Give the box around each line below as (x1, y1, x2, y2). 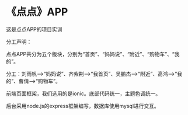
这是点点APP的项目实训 (6, 26, 62, 33)
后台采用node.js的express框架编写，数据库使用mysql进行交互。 (6, 102, 159, 109)
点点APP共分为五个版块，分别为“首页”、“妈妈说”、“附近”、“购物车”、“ (6, 50, 175, 57)
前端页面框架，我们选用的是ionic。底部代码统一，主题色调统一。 (6, 90, 161, 97)
